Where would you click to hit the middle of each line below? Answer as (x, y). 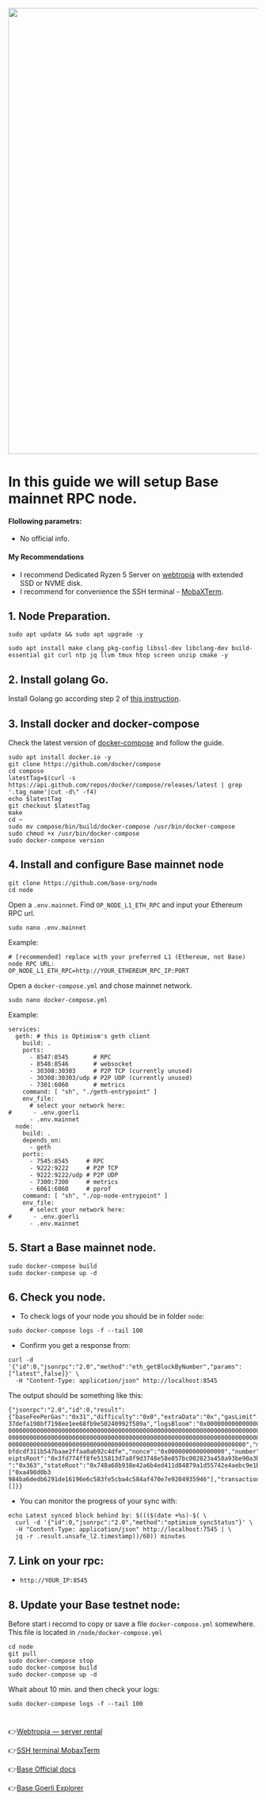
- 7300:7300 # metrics (74, 1181)
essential (25, 655)
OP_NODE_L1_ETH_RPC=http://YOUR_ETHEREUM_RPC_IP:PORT (99, 971)
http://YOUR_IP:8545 (53, 1581)
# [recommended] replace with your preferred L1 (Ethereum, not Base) (127, 957)
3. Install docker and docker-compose (104, 724)
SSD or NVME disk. (51, 583)
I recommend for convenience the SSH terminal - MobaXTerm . (122, 592)
